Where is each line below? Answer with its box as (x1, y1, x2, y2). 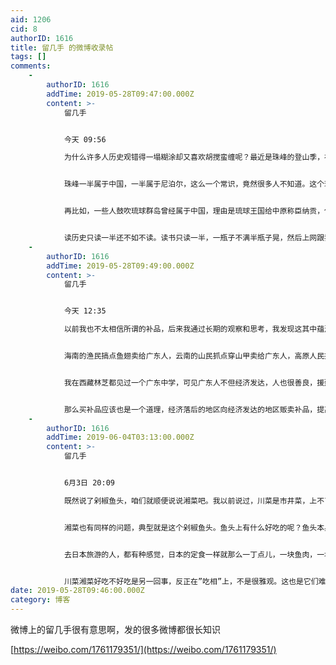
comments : (10, 61, 52, 71)
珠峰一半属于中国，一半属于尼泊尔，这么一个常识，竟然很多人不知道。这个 (63, 179, 325, 190)
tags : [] (10, 52, 47, 62)
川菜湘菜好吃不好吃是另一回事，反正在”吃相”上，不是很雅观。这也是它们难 (63, 576, 327, 586)
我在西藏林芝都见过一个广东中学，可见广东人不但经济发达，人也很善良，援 (63, 377, 325, 388)
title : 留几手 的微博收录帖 (10, 42, 114, 53)
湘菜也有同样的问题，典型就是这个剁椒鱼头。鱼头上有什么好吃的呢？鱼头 (63, 522, 318, 533)
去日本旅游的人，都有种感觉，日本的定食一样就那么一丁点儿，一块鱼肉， (63, 549, 318, 560)
